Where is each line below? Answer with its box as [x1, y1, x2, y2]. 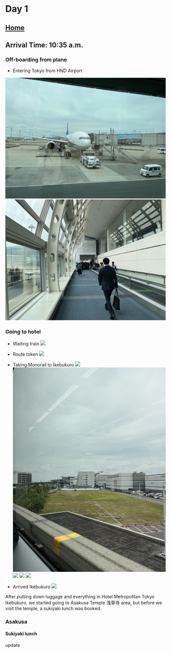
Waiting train [12, 340, 40, 346]
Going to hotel [5, 328, 41, 335]
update [5, 642, 20, 648]
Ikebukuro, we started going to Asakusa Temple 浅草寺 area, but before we [5, 599, 162, 605]
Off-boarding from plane [5, 56, 67, 63]
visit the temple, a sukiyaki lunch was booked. [5, 605, 102, 611]
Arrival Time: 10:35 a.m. [5, 40, 83, 49]
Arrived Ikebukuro [12, 584, 51, 590]
